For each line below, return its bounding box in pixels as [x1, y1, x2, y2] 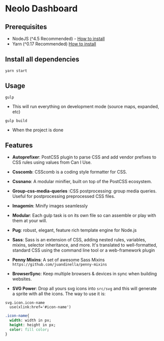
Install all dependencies [5, 55, 80, 64]
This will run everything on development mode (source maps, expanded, [12, 103, 160, 109]
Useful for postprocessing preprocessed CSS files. [12, 193, 115, 199]
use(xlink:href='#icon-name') [9, 304, 71, 310]
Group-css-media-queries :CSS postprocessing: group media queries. [12, 188, 157, 194]
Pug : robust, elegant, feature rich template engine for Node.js [12, 227, 137, 233]
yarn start [5, 68, 27, 73]
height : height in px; [9, 323, 56, 328]
